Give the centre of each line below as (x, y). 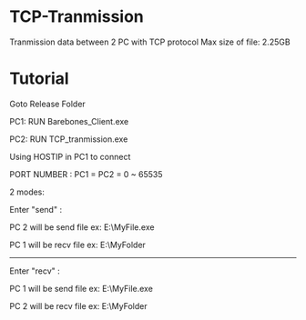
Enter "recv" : (35, 271)
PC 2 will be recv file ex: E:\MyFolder (78, 305)
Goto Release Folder (48, 104)
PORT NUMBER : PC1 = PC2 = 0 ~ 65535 (86, 174)
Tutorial (40, 79)
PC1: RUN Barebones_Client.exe (69, 121)
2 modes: (27, 192)
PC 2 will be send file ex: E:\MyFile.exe (82, 227)
